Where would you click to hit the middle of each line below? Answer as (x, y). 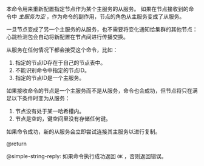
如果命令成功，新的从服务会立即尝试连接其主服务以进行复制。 (83, 131)
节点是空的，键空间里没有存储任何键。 (63, 119)
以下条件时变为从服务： (41, 98)
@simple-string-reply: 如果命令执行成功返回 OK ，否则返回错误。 (87, 156)
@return (17, 144)
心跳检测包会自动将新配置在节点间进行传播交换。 (67, 37)
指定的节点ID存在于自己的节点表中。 (60, 63)
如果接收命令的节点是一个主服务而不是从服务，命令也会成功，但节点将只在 (99, 91)
